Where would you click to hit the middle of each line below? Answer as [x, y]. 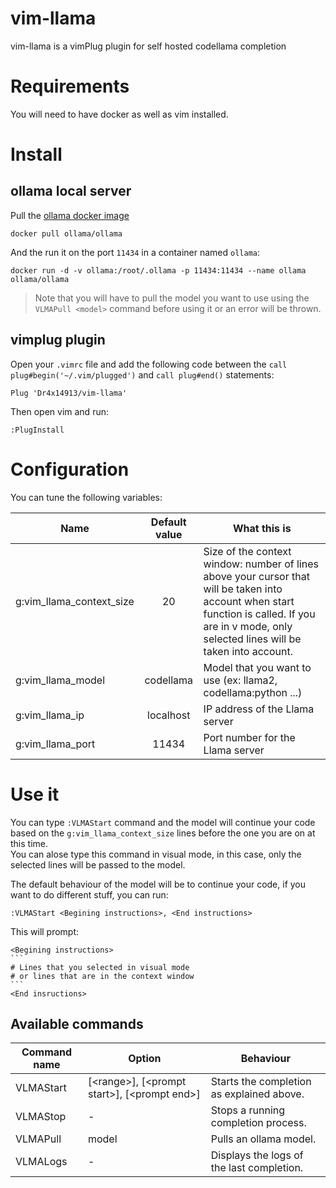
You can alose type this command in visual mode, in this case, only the [156, 854]
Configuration [70, 469]
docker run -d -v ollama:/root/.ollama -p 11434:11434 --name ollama [158, 270]
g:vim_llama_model [60, 680]
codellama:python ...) [253, 692]
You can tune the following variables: [86, 497]
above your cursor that [256, 576]
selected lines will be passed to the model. [98, 864]
